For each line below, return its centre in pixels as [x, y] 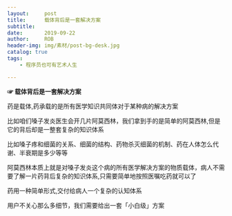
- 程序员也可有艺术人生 [48, 65]
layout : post [32, 13]
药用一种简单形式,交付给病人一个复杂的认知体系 [75, 190]
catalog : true [28, 52]
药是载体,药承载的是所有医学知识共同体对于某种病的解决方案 [93, 106]
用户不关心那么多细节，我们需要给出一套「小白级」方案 [86, 205]
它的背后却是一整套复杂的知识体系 [56, 129]
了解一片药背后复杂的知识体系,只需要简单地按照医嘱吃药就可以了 [105, 176]
